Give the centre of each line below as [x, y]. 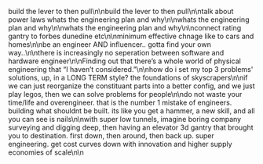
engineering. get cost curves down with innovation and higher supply [121, 144]
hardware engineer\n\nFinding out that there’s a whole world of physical [124, 61]
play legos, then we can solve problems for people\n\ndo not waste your [125, 94]
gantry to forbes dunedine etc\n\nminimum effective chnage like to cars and [131, 36]
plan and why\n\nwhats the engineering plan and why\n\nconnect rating [125, 28]
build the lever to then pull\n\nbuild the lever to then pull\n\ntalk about [121, 11]
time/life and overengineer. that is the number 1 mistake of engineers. [120, 102]
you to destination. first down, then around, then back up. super [111, 135]
